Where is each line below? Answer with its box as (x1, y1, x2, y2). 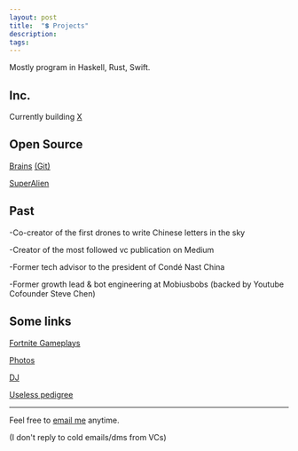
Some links (9, 314, 72, 329)
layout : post (9, 12, 58, 22)
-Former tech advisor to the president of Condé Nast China (9, 261, 225, 272)
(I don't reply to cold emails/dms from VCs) (9, 431, 167, 442)
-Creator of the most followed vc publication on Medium (9, 244, 215, 255)
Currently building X (9, 112, 82, 123)
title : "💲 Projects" (9, 21, 90, 30)
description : (9, 29, 58, 38)
